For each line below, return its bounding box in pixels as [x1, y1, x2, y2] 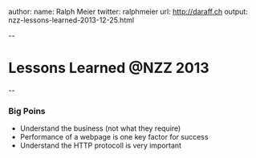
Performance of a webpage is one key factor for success [19, 132, 209, 142]
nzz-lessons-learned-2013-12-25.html [8, 15, 135, 25]
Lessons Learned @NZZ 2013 [8, 59, 210, 77]
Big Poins [8, 105, 46, 116]
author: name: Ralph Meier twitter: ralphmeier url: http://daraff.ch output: [8, 7, 249, 16]
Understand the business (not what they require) [19, 124, 181, 133]
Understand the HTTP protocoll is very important [19, 140, 182, 151]
